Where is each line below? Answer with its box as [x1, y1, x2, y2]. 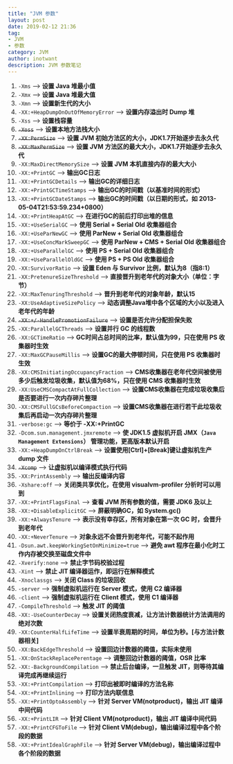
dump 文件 [17, 454, 49, 462]
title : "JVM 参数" [8, 10, 59, 17]
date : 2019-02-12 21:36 [8, 23, 77, 30]
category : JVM [8, 49, 49, 56]
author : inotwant [8, 55, 58, 62]
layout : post [8, 17, 46, 24]
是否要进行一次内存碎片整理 [17, 393, 97, 402]
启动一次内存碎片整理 [36, 410, 97, 419]
